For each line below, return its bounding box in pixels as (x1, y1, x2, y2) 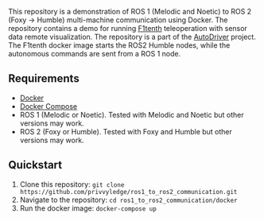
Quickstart (8, 158, 63, 172)
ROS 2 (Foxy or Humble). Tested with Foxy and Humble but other (19, 126, 233, 136)
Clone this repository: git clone (19, 179, 125, 189)
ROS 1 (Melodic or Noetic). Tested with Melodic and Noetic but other (19, 110, 244, 119)
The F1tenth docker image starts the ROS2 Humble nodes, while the (8, 41, 231, 50)
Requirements (8, 72, 80, 86)
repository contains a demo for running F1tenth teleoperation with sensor (8, 24, 248, 33)
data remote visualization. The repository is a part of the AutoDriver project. (8, 32, 256, 41)
